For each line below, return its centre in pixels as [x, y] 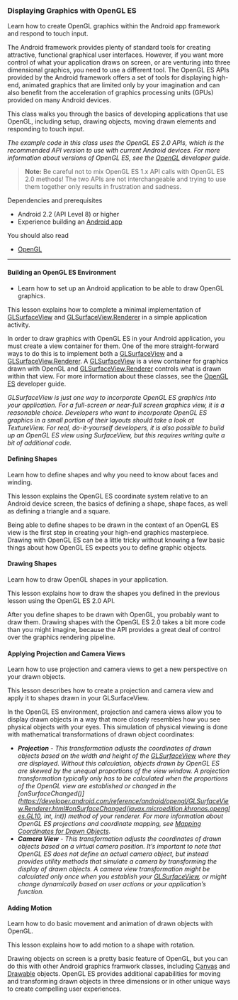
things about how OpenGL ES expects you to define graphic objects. [107, 547]
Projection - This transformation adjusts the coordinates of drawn [114, 749]
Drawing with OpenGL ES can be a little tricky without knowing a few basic [116, 540]
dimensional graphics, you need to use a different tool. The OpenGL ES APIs [118, 70]
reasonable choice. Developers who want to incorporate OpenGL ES [107, 412]
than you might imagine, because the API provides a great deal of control [114, 629]
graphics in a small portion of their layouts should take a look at [101, 420]
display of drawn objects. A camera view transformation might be [114, 869]
